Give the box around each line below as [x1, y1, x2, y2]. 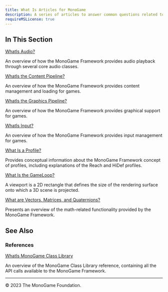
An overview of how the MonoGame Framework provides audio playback [5, 58, 155, 64]
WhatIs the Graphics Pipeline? [5, 98, 67, 104]
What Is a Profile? [5, 147, 41, 153]
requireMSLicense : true [5, 17, 55, 22]
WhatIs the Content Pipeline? [5, 73, 65, 79]
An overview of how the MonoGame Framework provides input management [5, 132, 162, 138]
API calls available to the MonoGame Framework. [5, 267, 106, 273]
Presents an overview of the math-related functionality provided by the [5, 206, 151, 213]
